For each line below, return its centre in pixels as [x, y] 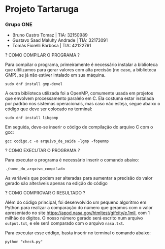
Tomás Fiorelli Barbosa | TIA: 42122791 [52, 46]
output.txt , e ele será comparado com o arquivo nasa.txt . [65, 223]
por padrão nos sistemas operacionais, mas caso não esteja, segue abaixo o [83, 104]
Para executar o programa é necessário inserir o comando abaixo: [72, 160]
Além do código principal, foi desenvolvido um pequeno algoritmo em [76, 202]
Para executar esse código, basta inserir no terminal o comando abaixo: [78, 233]
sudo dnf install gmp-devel [34, 84]
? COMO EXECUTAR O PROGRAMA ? [43, 151]
